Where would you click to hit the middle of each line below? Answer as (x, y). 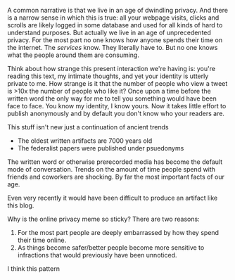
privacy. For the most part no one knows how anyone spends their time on (115, 40)
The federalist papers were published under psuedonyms (101, 148)
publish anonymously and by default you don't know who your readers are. (116, 113)
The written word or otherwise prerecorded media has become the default (115, 162)
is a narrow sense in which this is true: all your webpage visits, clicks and (113, 18)
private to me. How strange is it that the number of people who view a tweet (118, 83)
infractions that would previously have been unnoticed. (97, 255)
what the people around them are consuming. (73, 55)
